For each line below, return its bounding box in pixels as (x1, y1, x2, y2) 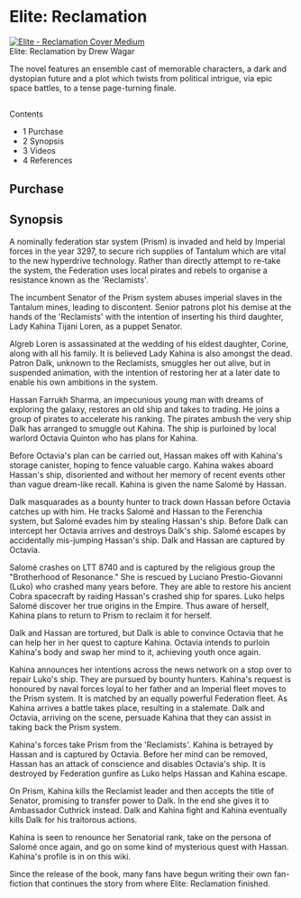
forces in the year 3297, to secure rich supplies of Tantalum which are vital (9, 246, 287, 257)
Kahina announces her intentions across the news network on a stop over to (9, 664, 292, 675)
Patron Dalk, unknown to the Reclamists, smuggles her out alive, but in (9, 357, 271, 368)
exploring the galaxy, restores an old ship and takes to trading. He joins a (9, 404, 280, 415)
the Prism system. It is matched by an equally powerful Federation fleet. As (9, 693, 288, 704)
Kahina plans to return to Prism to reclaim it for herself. (9, 610, 213, 621)
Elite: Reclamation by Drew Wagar (9, 45, 135, 56)
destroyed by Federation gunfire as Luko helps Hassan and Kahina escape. (9, 768, 288, 779)
